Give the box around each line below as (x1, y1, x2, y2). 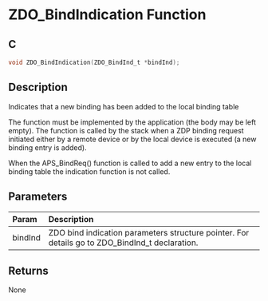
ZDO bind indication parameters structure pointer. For (48, 227, 250, 238)
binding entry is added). (8, 142, 87, 152)
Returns (8, 263, 49, 277)
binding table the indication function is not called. (8, 166, 171, 176)
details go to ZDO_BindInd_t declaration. (48, 237, 199, 248)
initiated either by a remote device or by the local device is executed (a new (8, 134, 257, 144)
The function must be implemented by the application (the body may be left (8, 117, 257, 127)
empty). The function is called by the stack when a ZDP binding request (8, 125, 245, 135)
